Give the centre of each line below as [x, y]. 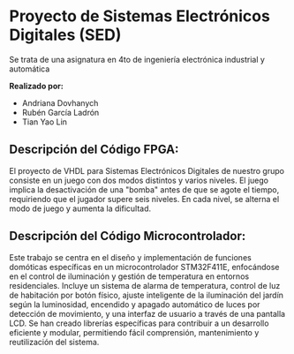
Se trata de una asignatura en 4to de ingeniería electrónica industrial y [137, 59]
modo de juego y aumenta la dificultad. [80, 208]
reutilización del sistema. [54, 342]
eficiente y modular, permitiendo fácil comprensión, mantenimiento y [134, 332]
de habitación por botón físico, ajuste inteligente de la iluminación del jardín [147, 295]
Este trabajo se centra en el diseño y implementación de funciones [130, 257]
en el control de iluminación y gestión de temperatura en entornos [129, 276]
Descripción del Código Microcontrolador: [128, 236]
